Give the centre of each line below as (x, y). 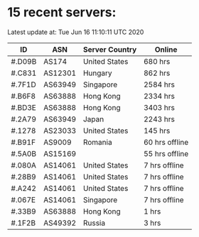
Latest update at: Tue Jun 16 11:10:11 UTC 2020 (76, 32)
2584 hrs (159, 84)
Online (166, 49)
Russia (94, 223)
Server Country (110, 49)
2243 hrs (159, 119)
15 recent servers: (62, 12)
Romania (97, 142)
